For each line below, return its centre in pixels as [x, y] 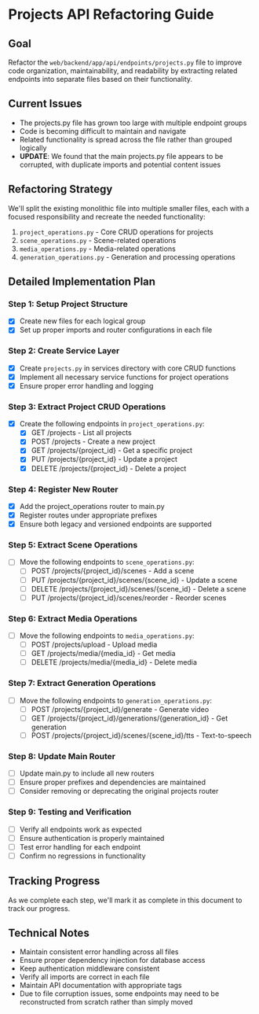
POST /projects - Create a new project [93, 441]
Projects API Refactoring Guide [111, 15]
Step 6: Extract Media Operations [73, 618]
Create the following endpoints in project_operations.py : [112, 424]
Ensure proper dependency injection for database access [112, 961]
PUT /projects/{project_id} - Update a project [104, 459]
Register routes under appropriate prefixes [88, 515]
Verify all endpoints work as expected [80, 829]
